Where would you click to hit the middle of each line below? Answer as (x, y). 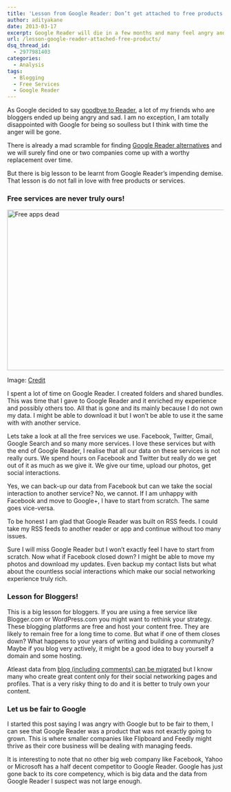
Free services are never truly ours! (66, 199)
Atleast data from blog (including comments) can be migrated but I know (110, 669)
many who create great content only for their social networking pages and (112, 676)
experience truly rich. (37, 579)
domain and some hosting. (45, 656)
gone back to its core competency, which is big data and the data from (107, 774)
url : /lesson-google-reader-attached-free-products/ (84, 39)
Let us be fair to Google (47, 709)
